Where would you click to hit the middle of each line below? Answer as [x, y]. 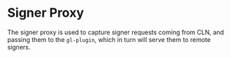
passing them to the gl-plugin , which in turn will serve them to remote [109, 39]
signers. [19, 47]
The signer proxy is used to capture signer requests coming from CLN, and [116, 32]
